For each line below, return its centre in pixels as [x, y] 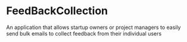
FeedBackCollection [57, 11]
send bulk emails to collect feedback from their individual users [84, 33]
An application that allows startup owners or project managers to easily [93, 27]
